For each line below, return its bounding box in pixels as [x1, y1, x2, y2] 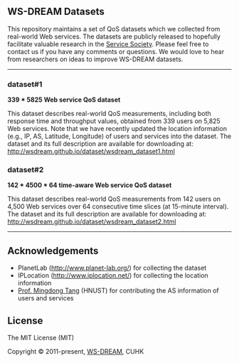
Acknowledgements [7, 245, 99, 257]
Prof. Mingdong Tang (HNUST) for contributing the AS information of [17, 286, 219, 295]
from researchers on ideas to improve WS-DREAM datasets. [7, 55, 184, 63]
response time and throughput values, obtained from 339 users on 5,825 [7, 117, 221, 125]
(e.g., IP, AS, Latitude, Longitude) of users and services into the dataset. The [7, 132, 232, 141]
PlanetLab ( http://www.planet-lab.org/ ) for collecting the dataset [17, 263, 207, 273]
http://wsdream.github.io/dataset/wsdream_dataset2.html [7, 217, 176, 226]
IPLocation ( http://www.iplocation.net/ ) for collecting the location [17, 271, 208, 280]
